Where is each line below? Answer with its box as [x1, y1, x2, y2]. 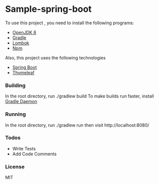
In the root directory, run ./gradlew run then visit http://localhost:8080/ [5, 122, 150, 128]
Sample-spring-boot [5, 3, 92, 15]
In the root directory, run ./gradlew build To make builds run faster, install [5, 93, 154, 99]
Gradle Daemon [5, 98, 37, 104]
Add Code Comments [12, 151, 57, 157]
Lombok [12, 40, 30, 46]
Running [5, 111, 26, 118]
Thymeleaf [12, 69, 35, 75]
